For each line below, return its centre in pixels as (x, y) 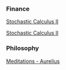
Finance (18, 9)
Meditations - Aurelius (33, 61)
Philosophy (23, 48)
